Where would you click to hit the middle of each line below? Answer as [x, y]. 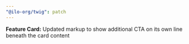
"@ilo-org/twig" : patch [36, 12]
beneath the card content [38, 35]
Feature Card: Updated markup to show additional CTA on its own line [94, 29]
